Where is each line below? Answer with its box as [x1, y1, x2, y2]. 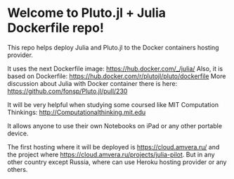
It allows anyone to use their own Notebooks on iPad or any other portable [7, 121, 223, 130]
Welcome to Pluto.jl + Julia [7, 5, 167, 21]
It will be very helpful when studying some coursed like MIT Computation [7, 100, 219, 109]
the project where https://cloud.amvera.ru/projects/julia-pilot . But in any [7, 150, 216, 159]
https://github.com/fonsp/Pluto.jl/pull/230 [7, 87, 128, 95]
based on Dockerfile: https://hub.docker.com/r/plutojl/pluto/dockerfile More [7, 72, 226, 80]
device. [7, 129, 29, 137]
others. [7, 165, 28, 173]
